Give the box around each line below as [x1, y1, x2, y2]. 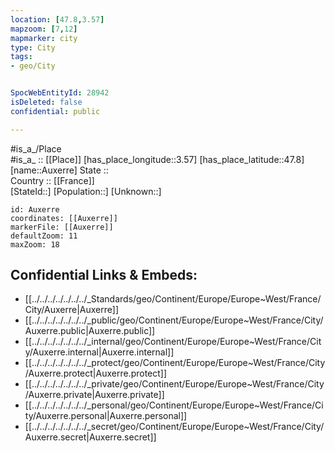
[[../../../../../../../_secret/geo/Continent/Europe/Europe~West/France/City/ [24, 421, 325, 433]
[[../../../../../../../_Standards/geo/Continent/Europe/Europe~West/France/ [24, 293, 322, 305]
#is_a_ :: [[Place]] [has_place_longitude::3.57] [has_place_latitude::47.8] [10, 153, 305, 165]
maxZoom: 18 [10, 239, 60, 250]
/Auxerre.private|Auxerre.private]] [24, 389, 165, 401]
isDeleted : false [10, 97, 83, 107]
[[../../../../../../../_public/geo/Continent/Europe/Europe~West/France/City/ [24, 314, 324, 326]
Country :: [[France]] [10, 174, 95, 186]
